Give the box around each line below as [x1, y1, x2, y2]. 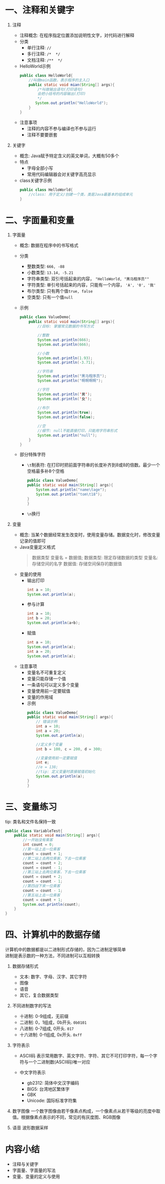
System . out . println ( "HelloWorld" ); [35, 101, 108, 106]
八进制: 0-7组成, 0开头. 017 [19, 1026, 74, 1032]
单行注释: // [27, 44, 52, 50]
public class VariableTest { [5, 828, 63, 833]
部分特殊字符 [19, 452, 46, 458]
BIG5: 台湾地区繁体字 [27, 1086, 70, 1092]
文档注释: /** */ [27, 57, 63, 63]
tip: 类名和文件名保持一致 [5, 818, 56, 824]
